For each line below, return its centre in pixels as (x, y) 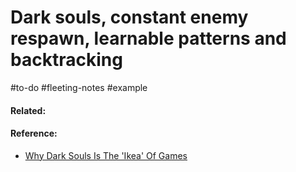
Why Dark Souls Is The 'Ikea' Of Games (106, 155)
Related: (28, 110)
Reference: (34, 133)
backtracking (66, 60)
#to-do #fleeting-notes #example (79, 87)
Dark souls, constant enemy (129, 17)
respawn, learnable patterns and (148, 38)
